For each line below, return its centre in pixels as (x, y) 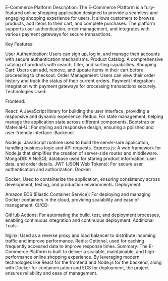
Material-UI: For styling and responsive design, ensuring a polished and (79, 127)
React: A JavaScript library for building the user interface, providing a (77, 111)
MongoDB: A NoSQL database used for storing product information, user (81, 158)
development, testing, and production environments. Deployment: (73, 185)
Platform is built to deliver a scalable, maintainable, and (87, 252)
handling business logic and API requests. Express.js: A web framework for (83, 148)
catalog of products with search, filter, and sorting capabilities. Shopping (81, 65)
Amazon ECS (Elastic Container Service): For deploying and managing (78, 194)
